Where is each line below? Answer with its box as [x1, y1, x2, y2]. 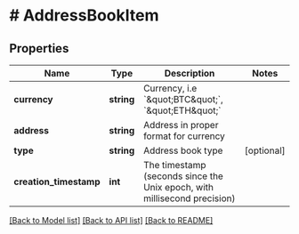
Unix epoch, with [143, 182, 214, 193]
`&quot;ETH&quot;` [143, 104, 222, 117]
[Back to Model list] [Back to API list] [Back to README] [9, 215, 214, 225]
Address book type [143, 144, 223, 157]
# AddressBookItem [9, 5, 159, 26]
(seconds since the [143, 170, 224, 182]
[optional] [244, 144, 286, 157]
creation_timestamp [13, 175, 101, 188]
